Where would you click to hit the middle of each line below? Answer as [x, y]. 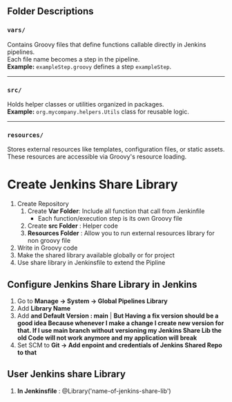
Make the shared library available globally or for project [96, 255]
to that [27, 353]
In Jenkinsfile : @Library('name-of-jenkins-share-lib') [94, 391]
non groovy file [49, 241]
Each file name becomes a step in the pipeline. [74, 59]
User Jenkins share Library [67, 374]
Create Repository [43, 204]
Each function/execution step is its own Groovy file [110, 219]
